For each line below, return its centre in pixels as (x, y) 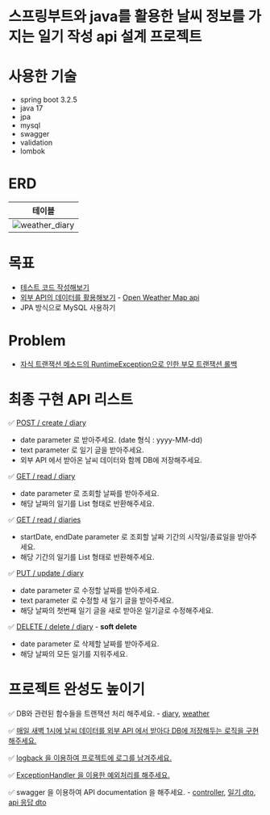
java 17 (31, 108)
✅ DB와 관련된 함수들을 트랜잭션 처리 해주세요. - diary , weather (109, 713)
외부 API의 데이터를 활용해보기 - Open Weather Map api (110, 297)
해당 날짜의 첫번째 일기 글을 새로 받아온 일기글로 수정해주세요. (117, 610)
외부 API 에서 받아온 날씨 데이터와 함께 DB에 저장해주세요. (111, 460)
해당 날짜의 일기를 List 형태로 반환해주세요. (87, 503)
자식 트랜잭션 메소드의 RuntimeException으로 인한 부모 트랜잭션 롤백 (129, 363)
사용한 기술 (43, 77)
